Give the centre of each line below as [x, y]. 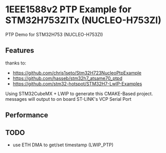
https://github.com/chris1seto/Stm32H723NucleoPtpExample [77, 73]
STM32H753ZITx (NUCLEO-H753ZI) [84, 20]
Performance [27, 115]
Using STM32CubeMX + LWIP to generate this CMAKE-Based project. [79, 94]
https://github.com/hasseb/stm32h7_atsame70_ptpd [67, 78]
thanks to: [16, 63]
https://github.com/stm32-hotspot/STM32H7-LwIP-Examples [77, 83]
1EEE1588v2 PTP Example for [68, 9]
